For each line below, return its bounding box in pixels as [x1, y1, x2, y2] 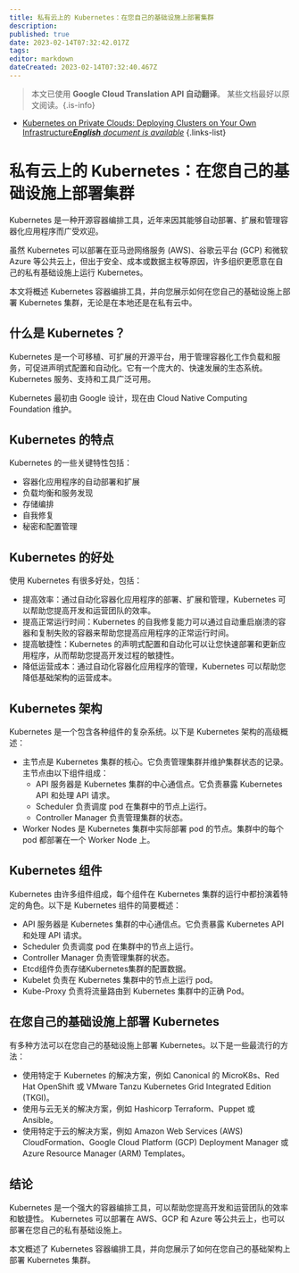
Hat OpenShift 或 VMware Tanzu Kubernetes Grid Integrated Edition [21, 1081, 271, 1092]
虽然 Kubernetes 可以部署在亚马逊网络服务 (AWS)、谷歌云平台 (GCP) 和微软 [9, 245, 288, 255]
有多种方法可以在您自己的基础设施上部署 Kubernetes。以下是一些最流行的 [9, 1039, 281, 1050]
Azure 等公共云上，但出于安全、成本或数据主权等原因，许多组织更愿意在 [9, 255, 276, 266]
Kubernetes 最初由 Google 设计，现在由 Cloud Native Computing [9, 392, 248, 403]
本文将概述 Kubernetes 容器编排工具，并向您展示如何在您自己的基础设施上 [9, 286, 283, 296]
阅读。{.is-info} [38, 99, 96, 110]
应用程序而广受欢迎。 [24, 225, 104, 237]
